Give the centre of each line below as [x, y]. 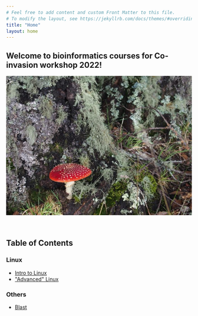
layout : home [22, 31]
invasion [22, 65]
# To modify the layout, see [42, 19]
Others [16, 294]
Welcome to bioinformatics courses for [80, 56]
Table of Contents [40, 243]
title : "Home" [24, 25]
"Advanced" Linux [37, 279]
